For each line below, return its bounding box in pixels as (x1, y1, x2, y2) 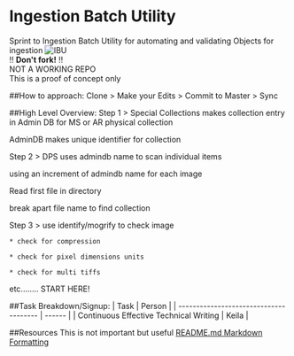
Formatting (9, 337, 50, 347)
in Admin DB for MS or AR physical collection (9, 117, 174, 128)
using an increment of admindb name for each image (9, 168, 203, 179)
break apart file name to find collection (9, 202, 151, 213)
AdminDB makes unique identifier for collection (9, 134, 182, 144)
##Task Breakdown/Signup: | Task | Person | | (9, 300, 177, 311)
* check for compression (9, 236, 101, 245)
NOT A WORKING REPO (9, 64, 97, 74)
